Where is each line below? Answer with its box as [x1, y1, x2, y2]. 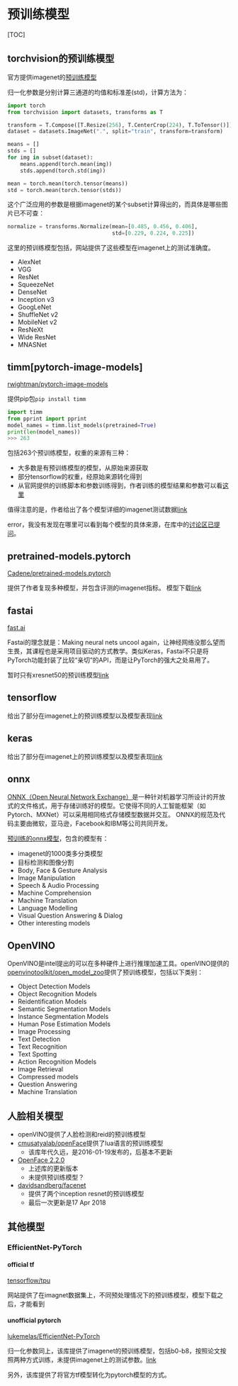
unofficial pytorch [7, 1316, 62, 1325]
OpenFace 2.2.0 [17, 1156, 65, 1164]
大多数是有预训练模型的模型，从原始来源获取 [17, 463, 149, 472]
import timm [7, 408, 42, 415]
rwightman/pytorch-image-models [7, 380, 108, 388]
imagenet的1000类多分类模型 [17, 850, 103, 858]
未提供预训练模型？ [28, 1173, 85, 1181]
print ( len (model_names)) [7, 428, 81, 436]
